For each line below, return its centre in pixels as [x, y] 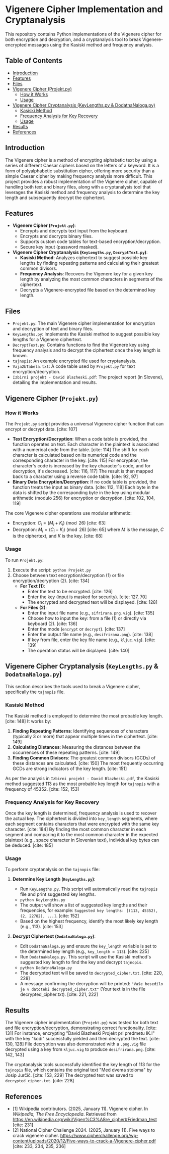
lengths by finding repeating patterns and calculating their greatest [89, 263]
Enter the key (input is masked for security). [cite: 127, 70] [87, 597]
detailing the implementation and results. [55, 382]
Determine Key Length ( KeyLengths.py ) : [54, 879]
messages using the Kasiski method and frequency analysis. [90, 44]
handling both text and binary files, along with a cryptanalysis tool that [78, 187]
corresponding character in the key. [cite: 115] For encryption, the [80, 460]
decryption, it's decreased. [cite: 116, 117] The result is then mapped [83, 471]
